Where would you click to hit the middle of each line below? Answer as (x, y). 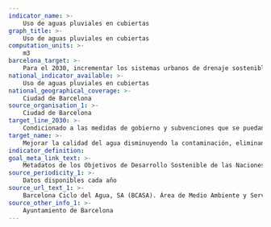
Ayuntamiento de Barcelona (68, 210)
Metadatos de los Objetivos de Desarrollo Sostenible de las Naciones (144, 166)
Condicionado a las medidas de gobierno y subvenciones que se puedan (144, 128)
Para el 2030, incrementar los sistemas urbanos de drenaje (126, 68)
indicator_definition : (46, 151)
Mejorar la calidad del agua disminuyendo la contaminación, (127, 143)
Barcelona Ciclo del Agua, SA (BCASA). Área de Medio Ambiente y (135, 195)
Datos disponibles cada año (70, 181)
